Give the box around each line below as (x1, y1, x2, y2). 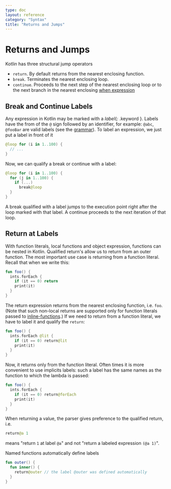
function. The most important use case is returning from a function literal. (5, 254, 160, 260)
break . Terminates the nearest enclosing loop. (12, 76, 109, 83)
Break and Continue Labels (5, 102, 93, 111)
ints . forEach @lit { (10, 333, 54, 338)
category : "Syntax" (5, 17, 47, 22)
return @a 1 (5, 431, 29, 436)
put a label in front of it (5, 132, 53, 138)
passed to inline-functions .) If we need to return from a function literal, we (5, 313, 161, 319)
